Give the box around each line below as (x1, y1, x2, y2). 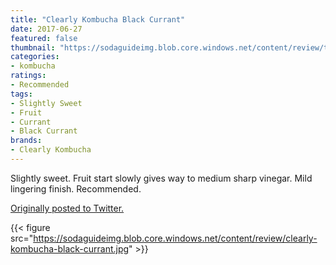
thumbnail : (10, 42, 56, 53)
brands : (10, 136, 43, 146)
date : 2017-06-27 (10, 24, 83, 34)
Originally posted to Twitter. (10, 202, 125, 214)
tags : (10, 89, 33, 99)
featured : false (10, 33, 78, 43)
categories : (10, 52, 60, 62)
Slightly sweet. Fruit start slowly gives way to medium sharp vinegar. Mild (10, 172, 313, 184)
